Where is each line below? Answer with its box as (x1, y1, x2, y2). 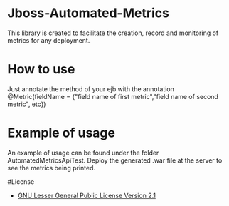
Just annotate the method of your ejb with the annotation (7, 84, 174, 93)
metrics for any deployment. (7, 36, 90, 44)
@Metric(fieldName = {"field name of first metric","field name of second (7, 92, 219, 101)
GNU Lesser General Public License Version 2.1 (17, 191, 156, 200)
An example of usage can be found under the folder (7, 148, 159, 157)
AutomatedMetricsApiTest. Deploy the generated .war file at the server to (7, 155, 223, 165)
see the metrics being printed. (7, 163, 96, 172)
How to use (7, 61, 75, 78)
